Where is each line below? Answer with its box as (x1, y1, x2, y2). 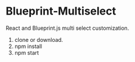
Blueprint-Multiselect (5, 4, 117, 18)
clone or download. (14, 36, 63, 43)
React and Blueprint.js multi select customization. (5, 24, 130, 32)
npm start (14, 49, 39, 56)
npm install (14, 43, 43, 50)
